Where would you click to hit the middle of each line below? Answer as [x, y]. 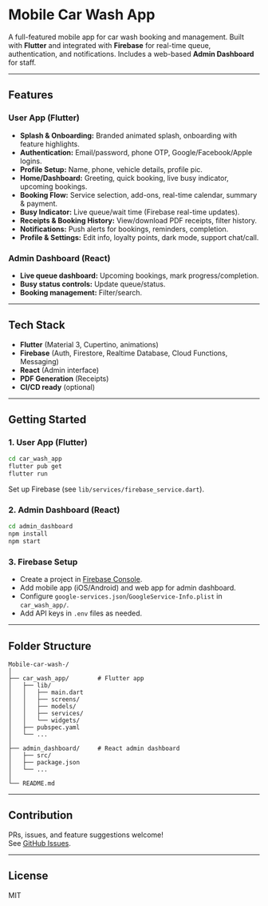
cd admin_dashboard [41, 527]
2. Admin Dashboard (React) [64, 510]
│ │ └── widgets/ [44, 721]
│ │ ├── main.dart [46, 693]
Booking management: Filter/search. [81, 292]
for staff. [22, 62]
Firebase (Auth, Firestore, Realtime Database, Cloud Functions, [124, 353]
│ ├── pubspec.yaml [44, 728]
